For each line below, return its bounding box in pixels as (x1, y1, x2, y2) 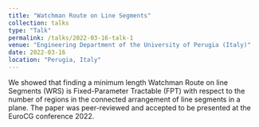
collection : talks (8, 19, 69, 27)
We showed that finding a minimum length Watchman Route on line (8, 77, 229, 87)
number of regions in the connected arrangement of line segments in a (8, 94, 241, 104)
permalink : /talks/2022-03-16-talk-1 (8, 33, 134, 42)
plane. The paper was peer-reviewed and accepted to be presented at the (8, 102, 251, 112)
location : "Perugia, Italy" (8, 56, 102, 64)
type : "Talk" (8, 26, 52, 34)
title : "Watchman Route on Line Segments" (8, 11, 151, 20)
